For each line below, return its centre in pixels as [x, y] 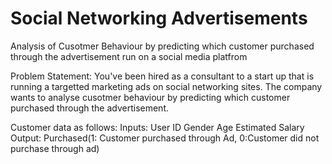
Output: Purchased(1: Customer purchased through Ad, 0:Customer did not [165, 138]
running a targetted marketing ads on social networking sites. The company [166, 86]
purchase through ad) [55, 148]
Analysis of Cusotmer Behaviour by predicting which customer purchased [162, 46]
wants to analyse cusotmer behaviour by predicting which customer [150, 97]
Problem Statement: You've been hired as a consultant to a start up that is [162, 76]
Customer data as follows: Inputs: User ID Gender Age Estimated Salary [157, 127]
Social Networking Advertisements [159, 18]
